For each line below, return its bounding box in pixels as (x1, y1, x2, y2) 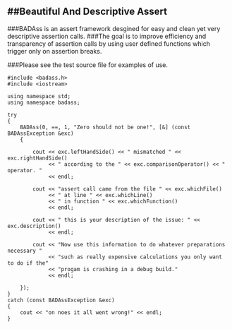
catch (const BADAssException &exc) (7, 297, 115, 304)
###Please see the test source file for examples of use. (7, 60, 168, 69)
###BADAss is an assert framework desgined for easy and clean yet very (7, 24, 221, 32)
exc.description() (7, 222, 61, 229)
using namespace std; (7, 92, 71, 100)
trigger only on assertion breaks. (7, 47, 102, 55)
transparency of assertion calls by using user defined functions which (7, 39, 210, 48)
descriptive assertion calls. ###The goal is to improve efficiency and (7, 32, 207, 40)
